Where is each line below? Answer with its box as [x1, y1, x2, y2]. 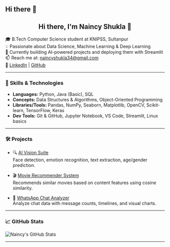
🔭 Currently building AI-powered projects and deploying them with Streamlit [5, 49, 163, 55]
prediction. [12, 162, 35, 168]
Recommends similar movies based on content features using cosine [12, 180, 157, 186]
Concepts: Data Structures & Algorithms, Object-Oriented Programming [12, 96, 163, 102]
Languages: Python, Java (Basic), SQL [12, 91, 94, 97]
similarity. [12, 185, 33, 191]
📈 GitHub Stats [5, 218, 44, 225]
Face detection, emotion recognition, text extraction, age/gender [12, 157, 148, 163]
